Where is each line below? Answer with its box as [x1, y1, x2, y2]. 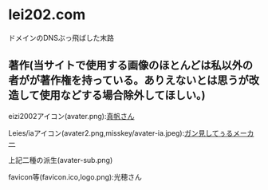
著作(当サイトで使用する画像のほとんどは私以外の [8, 58, 254, 73]
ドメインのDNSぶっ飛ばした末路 [8, 33, 114, 42]
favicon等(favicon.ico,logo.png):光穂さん [8, 172, 142, 181]
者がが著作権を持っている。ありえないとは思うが [8, 73, 249, 87]
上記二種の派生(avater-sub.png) [8, 155, 113, 164]
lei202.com [8, 6, 86, 24]
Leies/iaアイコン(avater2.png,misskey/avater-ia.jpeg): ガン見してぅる [8, 128, 234, 137]
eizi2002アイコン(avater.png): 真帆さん [8, 111, 135, 121]
